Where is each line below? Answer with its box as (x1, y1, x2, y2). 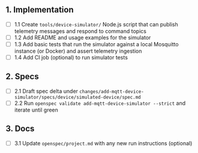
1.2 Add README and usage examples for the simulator (14, 34, 151, 41)
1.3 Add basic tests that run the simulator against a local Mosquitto (14, 40, 179, 47)
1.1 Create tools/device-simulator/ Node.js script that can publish (14, 20, 178, 28)
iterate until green (14, 106, 58, 113)
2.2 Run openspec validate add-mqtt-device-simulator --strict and (14, 99, 186, 107)
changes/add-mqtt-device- (79, 88, 145, 95)
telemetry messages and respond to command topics (14, 27, 146, 35)
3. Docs (5, 124, 35, 134)
